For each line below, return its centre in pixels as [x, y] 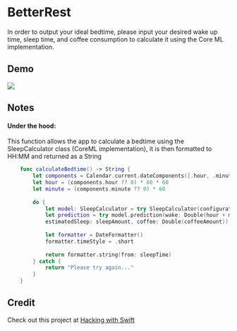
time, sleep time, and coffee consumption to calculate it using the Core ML [116, 39]
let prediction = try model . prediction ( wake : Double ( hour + [135, 215]
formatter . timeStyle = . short [89, 241]
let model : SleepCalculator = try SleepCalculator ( [122, 209]
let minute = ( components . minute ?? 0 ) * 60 [99, 189]
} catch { [47, 261]
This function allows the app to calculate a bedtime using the [96, 141]
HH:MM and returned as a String [55, 157]
